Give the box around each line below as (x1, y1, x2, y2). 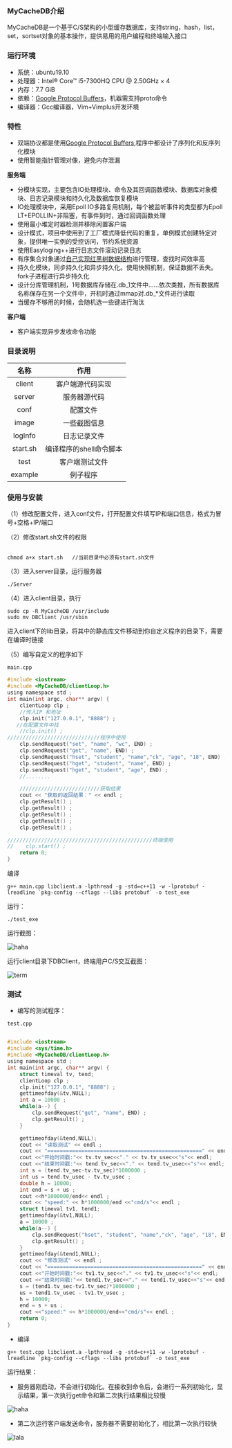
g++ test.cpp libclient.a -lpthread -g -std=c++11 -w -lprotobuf (7, 1348, 199, 1355)
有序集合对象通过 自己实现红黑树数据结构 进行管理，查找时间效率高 (17, 254, 205, 262)
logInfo (12, 431, 36, 440)
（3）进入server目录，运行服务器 (7, 567, 102, 575)
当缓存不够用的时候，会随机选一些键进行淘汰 (17, 298, 145, 306)
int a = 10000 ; (19, 1096, 67, 1104)
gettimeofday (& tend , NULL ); (19, 1134, 97, 1142)
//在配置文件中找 (16, 722, 59, 729)
